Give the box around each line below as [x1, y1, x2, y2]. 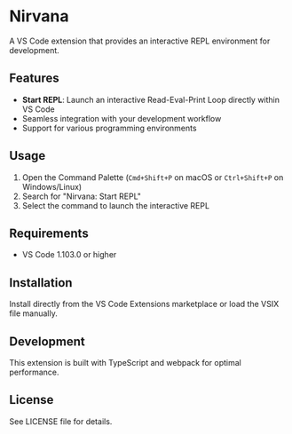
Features [9, 71, 59, 86]
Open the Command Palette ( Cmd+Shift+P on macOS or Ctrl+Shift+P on [21, 171, 284, 183]
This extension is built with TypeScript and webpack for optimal [9, 358, 242, 367]
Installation [9, 275, 73, 290]
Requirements [9, 225, 89, 241]
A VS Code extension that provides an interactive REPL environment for [9, 36, 271, 46]
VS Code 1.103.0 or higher [21, 249, 117, 260]
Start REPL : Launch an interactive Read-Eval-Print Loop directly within [21, 94, 280, 105]
